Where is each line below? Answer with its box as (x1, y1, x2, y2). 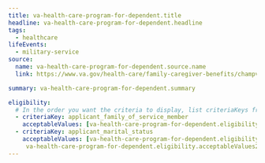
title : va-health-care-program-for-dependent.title (8, 11, 181, 20)
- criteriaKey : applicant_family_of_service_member (15, 113, 189, 121)
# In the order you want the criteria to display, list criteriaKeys (15, 106, 248, 114)
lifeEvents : (8, 41, 47, 49)
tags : (8, 26, 26, 34)
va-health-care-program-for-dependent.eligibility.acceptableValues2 (25, 143, 259, 150)
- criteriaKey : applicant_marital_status (15, 128, 154, 136)
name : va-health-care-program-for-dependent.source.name (15, 63, 207, 71)
